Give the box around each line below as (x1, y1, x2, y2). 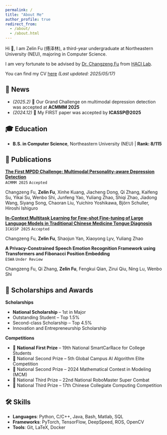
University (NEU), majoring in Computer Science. (5, 51, 107, 57)
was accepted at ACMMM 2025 (12, 104, 80, 110)
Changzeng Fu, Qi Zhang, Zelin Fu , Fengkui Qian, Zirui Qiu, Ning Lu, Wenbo (5, 266, 162, 272)
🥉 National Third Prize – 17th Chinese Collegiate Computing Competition (12, 382, 162, 389)
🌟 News (5, 85, 30, 94)
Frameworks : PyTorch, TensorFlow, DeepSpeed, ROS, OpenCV (12, 419, 144, 425)
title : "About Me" (5, 12, 44, 17)
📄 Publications (5, 155, 51, 164)
